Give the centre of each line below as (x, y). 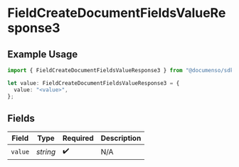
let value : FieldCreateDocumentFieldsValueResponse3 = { (94, 83)
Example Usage (43, 54)
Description (121, 138)
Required (78, 138)
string (46, 151)
